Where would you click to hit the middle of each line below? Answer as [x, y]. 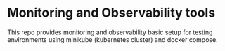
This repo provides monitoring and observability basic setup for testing [110, 32]
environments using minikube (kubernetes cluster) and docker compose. [112, 39]
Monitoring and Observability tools [111, 13]
